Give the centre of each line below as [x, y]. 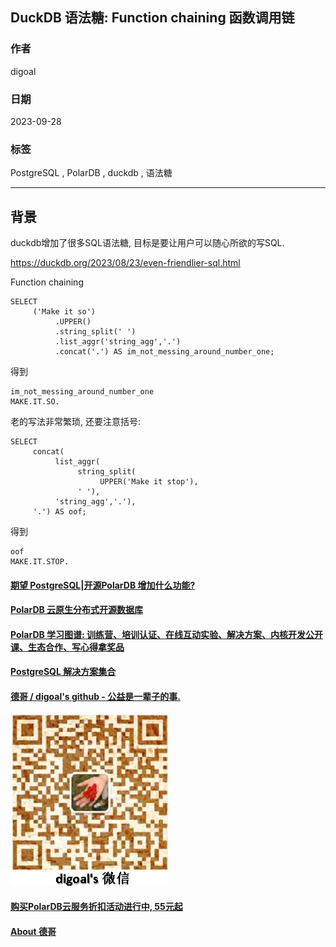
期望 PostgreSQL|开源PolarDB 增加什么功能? [103, 585]
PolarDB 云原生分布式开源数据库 [77, 610]
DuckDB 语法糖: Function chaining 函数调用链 [152, 18]
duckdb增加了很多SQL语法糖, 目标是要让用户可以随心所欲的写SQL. [147, 243]
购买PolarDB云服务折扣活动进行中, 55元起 [96, 907]
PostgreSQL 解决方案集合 [63, 672]
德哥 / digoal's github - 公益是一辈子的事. [95, 697]
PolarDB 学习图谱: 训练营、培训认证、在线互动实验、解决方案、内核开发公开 [167, 634]
